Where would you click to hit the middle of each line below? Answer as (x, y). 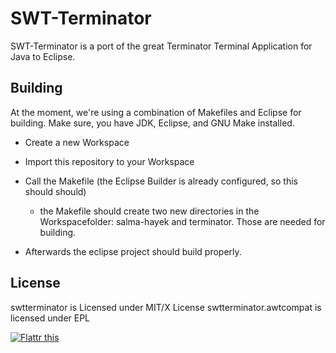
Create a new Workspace (77, 142)
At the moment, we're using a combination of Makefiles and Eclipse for (156, 112)
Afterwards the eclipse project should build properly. (133, 251)
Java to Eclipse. (43, 56)
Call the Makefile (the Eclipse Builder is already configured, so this (161, 181)
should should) (55, 191)
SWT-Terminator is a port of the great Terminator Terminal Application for (161, 46)
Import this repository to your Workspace (109, 161)
